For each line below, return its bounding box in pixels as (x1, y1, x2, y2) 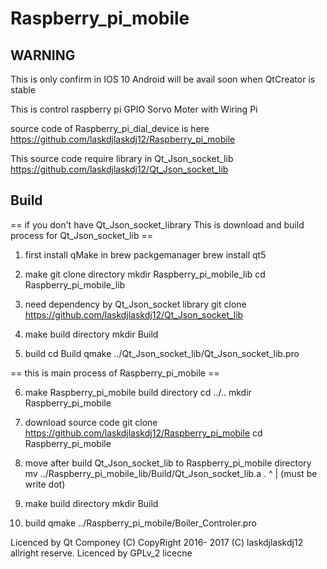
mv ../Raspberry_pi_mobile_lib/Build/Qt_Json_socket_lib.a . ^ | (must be (24, 467, 318, 479)
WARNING (10, 47, 76, 64)
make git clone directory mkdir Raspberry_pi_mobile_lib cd (24, 268, 266, 280)
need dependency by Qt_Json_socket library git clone (24, 298, 247, 310)
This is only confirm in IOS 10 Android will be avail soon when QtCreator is (10, 73, 316, 85)
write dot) (24, 478, 66, 490)
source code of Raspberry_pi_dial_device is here (10, 123, 210, 134)
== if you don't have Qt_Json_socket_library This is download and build (10, 218, 305, 231)
